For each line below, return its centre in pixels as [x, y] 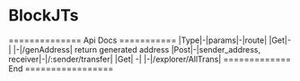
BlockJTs [44, 16]
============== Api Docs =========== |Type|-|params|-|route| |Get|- [150, 40]
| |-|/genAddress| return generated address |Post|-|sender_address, [135, 49]
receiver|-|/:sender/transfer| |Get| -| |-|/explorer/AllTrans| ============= [150, 59]
